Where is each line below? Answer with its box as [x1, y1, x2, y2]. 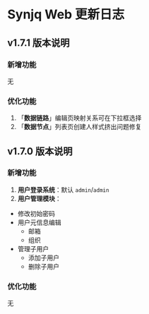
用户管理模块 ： [17, 194, 61, 203]
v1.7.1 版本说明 [7, 37, 70, 49]
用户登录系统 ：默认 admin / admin [17, 185, 109, 194]
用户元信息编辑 [17, 218, 61, 227]
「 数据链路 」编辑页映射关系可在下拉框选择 [17, 114, 142, 122]
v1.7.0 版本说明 [7, 145, 73, 157]
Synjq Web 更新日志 [7, 6, 125, 23]
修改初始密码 [17, 209, 55, 217]
